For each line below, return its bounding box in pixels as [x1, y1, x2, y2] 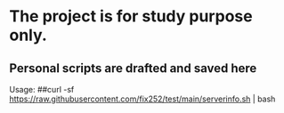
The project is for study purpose [9, 6, 253, 27]
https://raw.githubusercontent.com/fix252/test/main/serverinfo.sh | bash [9, 93, 276, 104]
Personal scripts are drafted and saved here [9, 61, 257, 76]
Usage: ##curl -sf [9, 85, 75, 94]
